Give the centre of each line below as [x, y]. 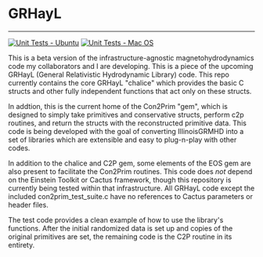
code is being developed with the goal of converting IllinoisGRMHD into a [126, 131]
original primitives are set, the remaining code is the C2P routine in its [120, 237]
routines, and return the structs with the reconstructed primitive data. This [127, 123]
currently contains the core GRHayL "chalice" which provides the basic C [126, 82]
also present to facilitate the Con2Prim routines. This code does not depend [130, 171]
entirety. [22, 244]
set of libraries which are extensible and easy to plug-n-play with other [122, 139]
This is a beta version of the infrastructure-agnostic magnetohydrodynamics [131, 58]
